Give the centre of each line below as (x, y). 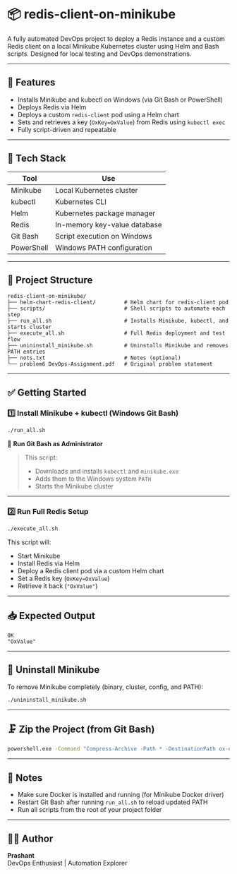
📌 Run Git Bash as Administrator (55, 443)
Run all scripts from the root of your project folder (90, 810)
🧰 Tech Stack (37, 158)
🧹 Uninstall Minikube (54, 670)
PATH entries (26, 352)
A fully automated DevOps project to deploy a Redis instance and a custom (116, 38)
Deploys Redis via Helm (52, 107)
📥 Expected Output (51, 616)
